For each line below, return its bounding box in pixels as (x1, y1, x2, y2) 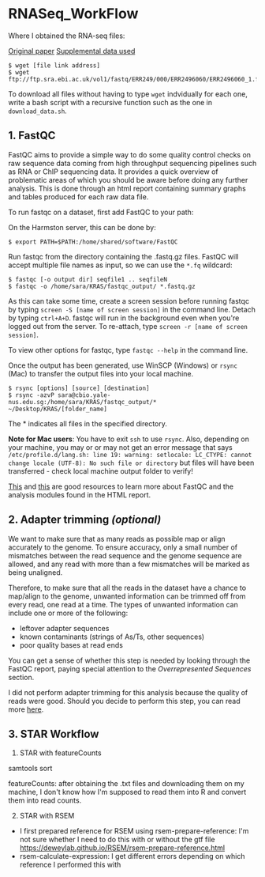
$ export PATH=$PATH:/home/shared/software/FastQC (8, 238, 178, 246)
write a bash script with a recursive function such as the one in (8, 97, 213, 107)
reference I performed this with (19, 860, 121, 870)
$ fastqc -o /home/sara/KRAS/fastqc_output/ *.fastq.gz (8, 282, 196, 290)
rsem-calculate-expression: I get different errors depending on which (19, 852, 246, 861)
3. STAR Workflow (8, 727, 99, 740)
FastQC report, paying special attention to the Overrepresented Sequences (8, 663, 252, 673)
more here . (8, 705, 44, 714)
